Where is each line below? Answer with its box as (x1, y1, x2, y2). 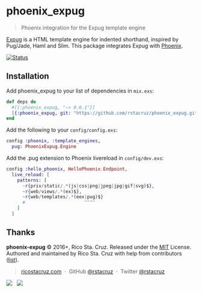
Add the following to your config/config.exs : (6, 126, 118, 133)
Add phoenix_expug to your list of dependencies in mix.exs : (6, 87, 155, 94)
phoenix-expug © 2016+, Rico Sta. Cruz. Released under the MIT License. (6, 243, 191, 251)
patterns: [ (17, 177, 47, 183)
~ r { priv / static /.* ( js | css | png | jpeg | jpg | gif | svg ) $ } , (22, 183, 155, 189)
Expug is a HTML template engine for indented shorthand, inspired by (6, 35, 179, 43)
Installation (6, 71, 49, 82)
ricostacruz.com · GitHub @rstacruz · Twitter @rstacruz (20, 267, 165, 275)
